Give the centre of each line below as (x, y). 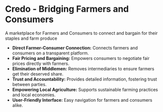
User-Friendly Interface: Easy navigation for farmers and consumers (82, 100)
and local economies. (34, 95)
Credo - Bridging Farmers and (67, 9)
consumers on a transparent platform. (51, 53)
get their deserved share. (38, 74)
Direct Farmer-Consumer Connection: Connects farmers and (75, 48)
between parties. (29, 84)
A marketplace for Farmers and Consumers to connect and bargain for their (81, 33)
